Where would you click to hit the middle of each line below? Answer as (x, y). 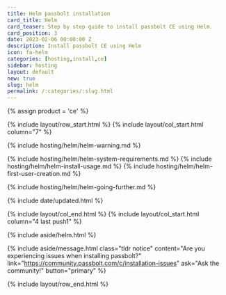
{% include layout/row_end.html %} (58, 284)
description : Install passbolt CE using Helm (74, 46)
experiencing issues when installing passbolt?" (74, 256)
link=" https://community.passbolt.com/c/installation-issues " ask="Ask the (113, 263)
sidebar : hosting (32, 65)
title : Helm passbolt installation (59, 14)
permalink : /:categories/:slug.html (60, 91)
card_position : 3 (32, 33)
